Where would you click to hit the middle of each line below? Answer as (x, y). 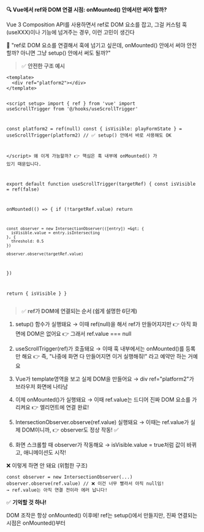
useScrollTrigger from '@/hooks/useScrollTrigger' (72, 109)
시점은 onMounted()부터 (36, 523)
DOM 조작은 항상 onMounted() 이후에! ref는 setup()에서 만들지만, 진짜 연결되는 (102, 515)
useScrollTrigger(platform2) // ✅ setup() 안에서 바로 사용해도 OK (89, 135)
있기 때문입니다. (24, 164)
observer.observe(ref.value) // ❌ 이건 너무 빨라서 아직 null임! (85, 484)
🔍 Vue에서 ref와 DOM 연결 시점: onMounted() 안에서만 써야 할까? (87, 9)
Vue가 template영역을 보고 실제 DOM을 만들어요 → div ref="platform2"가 (104, 379)
